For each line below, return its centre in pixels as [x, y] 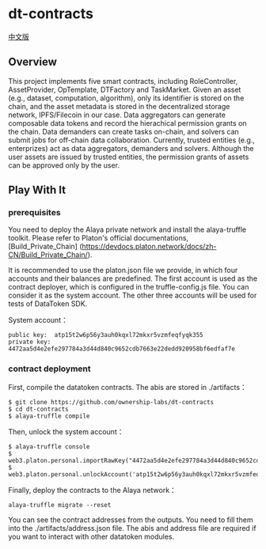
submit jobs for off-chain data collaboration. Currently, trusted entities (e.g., [132, 140]
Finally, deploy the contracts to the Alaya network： [92, 490]
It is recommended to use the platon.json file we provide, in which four [123, 271]
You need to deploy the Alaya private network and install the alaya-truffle [127, 229]
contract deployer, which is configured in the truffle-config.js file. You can [129, 287]
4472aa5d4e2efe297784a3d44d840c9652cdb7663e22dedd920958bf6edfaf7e [122, 349]
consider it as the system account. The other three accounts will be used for [133, 295]
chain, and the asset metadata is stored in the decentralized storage [119, 106]
